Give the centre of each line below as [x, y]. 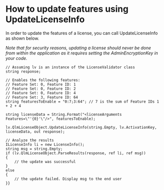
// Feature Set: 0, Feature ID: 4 [41, 93]
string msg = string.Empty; [34, 149]
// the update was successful [45, 162]
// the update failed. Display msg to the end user [68, 179]
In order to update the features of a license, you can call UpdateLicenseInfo [82, 33]
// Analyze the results [30, 140]
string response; [23, 71]
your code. [16, 58]
